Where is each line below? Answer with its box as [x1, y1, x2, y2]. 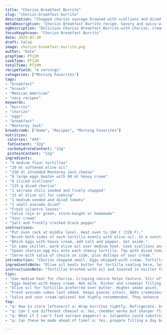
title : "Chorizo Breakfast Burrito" [5, 7, 81, 12]
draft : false [5, 40, 32, 45]
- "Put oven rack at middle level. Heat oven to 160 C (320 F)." [5, 230, 143, 235]
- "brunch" [5, 86, 28, 91]
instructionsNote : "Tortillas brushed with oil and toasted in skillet [5, 267, 157, 272]
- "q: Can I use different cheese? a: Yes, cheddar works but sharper [5, 309, 155, 314]
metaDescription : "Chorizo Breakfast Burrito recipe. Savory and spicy [5, 21, 157, 26]
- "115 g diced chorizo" [5, 183, 57, 188]
